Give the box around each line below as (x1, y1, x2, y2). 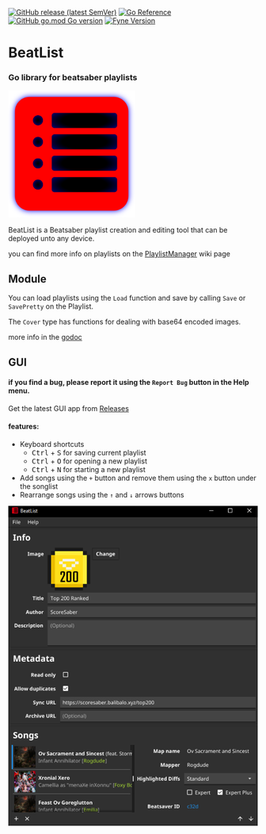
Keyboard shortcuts (19, 440, 85, 449)
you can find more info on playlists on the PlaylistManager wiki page (8, 249, 231, 259)
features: (8, 421, 40, 432)
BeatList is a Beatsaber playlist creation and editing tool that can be (8, 225, 228, 235)
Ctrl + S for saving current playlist (31, 448, 146, 458)
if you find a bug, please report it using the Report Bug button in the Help (8, 378, 249, 387)
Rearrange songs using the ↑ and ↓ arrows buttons (19, 490, 184, 500)
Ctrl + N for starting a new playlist (31, 465, 146, 475)
